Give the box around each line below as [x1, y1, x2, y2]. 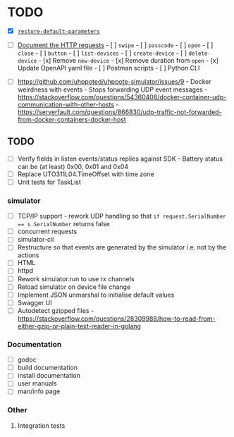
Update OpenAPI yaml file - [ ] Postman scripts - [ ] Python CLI [17, 63, 200, 72]
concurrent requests [17, 227, 78, 236]
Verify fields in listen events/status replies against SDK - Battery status [17, 154, 223, 163]
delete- [188, 50, 211, 57]
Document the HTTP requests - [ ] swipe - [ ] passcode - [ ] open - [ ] [17, 40, 214, 49]
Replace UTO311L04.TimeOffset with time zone [17, 170, 154, 178]
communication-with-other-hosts [17, 100, 115, 109]
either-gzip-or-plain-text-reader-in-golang [17, 321, 141, 330]
